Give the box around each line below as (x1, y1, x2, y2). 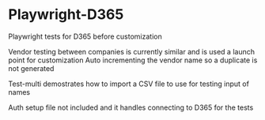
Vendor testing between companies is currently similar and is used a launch (8, 47, 256, 56)
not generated (8, 63, 55, 73)
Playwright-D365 (8, 6, 124, 24)
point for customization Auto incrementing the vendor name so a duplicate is (8, 55, 258, 65)
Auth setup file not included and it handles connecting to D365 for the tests (8, 103, 254, 112)
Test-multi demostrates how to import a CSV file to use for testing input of (8, 79, 249, 88)
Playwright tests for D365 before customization (8, 32, 162, 41)
